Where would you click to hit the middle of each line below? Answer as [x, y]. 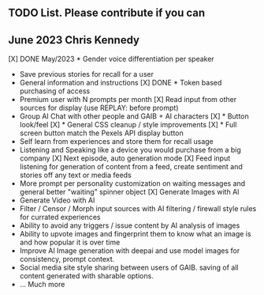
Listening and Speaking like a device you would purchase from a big [130, 150]
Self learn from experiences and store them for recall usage [117, 142]
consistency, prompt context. [67, 259]
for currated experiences [60, 217]
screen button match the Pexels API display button [101, 133]
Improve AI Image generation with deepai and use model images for [130, 251]
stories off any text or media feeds [75, 175]
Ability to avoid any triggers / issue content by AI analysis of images [130, 225]
